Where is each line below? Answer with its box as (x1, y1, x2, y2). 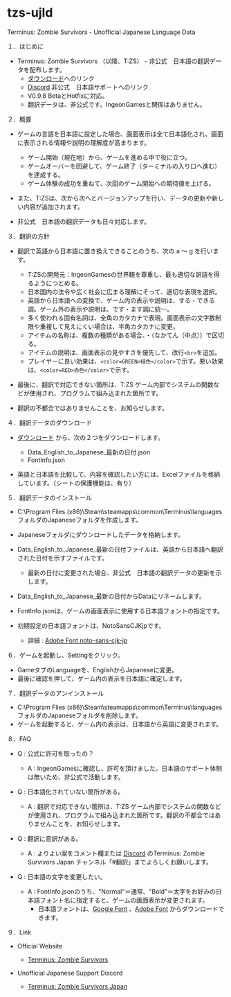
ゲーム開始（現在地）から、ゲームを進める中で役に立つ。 (27, 153, 192, 161)
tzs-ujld (7, 5, 53, 21)
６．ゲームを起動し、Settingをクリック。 (7, 651, 124, 659)
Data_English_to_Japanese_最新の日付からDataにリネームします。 (17, 592, 205, 600)
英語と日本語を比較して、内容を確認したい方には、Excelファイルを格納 (17, 470, 220, 478)
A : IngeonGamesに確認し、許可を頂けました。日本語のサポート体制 (27, 764, 223, 772)
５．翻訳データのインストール (7, 493, 92, 502)
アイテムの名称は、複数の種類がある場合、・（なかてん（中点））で (27, 331, 212, 339)
